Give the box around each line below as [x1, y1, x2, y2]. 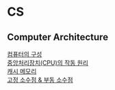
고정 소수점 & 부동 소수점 [7, 76, 73, 84]
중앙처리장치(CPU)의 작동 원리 [7, 59, 89, 67]
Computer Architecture [7, 31, 108, 43]
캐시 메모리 [7, 67, 37, 75]
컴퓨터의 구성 [7, 50, 42, 58]
